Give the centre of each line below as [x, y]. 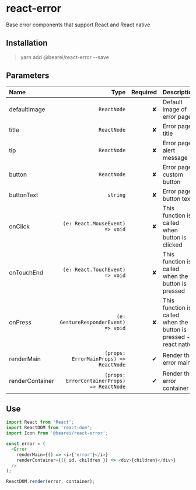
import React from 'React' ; [40, 422]
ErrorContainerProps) [96, 381]
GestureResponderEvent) [93, 322]
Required [144, 92]
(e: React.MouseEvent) [94, 223]
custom [173, 174]
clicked [172, 245]
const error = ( [26, 444]
